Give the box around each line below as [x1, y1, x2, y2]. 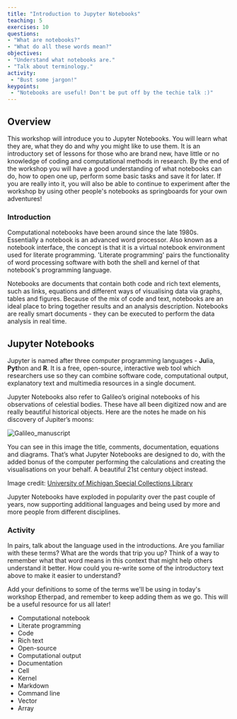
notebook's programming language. [7, 266, 112, 275]
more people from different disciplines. [7, 507, 121, 517]
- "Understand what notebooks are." [7, 57, 115, 64]
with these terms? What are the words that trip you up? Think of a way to [7, 549, 219, 558]
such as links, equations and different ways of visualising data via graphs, [7, 287, 223, 296]
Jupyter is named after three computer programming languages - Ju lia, [7, 357, 215, 365]
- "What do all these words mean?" [7, 43, 112, 50]
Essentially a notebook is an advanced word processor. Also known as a [7, 236, 218, 244]
